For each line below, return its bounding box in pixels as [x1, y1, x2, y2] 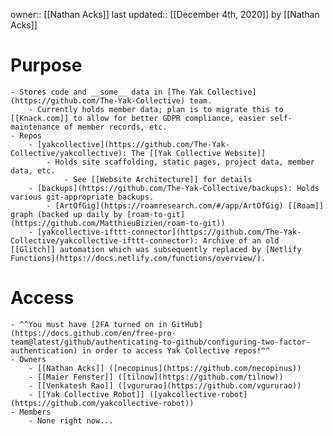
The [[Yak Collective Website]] [131, 148, 267, 158]
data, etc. [10, 165, 56, 176]
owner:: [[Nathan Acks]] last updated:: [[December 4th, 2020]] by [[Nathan [10, 9, 320, 20]
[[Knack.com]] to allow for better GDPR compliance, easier [10, 113, 267, 123]
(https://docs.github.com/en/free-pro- [10, 328, 177, 338]
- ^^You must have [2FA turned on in [10, 319, 168, 329]
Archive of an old [202, 235, 280, 246]
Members [19, 407, 52, 417]
